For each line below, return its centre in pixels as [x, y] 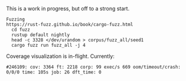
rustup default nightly [40, 35]
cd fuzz [21, 30]
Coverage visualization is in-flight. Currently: [61, 56]
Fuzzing [16, 20]
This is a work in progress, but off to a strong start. [68, 9]
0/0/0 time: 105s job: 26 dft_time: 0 [54, 72]
